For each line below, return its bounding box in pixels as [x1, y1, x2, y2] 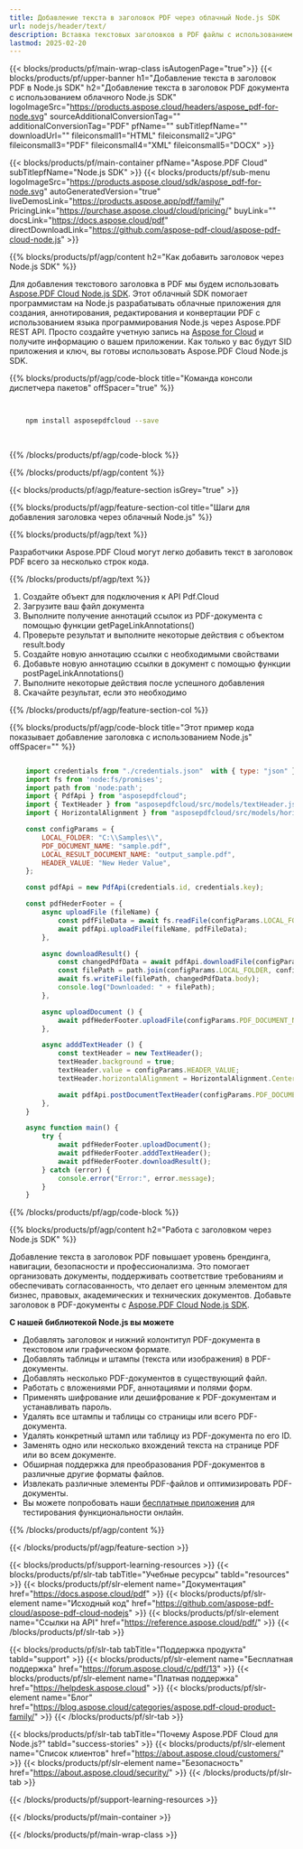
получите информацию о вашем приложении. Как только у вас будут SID [9, 336, 292, 348]
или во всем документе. [22, 1450, 117, 1461]
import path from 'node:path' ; [25, 783, 143, 793]
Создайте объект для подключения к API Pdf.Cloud [22, 590, 219, 601]
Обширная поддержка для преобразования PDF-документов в [22, 1459, 266, 1470]
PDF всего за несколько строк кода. [9, 556, 150, 567]
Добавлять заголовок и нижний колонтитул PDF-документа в [22, 1334, 261, 1345]
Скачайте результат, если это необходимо [22, 687, 188, 698]
